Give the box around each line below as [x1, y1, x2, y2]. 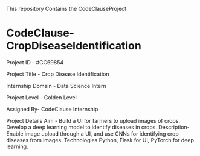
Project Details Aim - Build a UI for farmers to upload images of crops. [6, 117, 180, 124]
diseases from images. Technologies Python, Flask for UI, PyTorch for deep [6, 136, 195, 143]
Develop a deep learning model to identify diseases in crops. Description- [6, 123, 190, 131]
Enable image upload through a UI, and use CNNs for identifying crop [6, 129, 179, 137]
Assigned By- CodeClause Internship [6, 105, 98, 113]
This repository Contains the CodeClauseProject [6, 5, 127, 12]
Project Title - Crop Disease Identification [6, 70, 109, 78]
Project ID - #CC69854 [6, 58, 64, 66]
